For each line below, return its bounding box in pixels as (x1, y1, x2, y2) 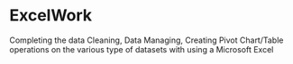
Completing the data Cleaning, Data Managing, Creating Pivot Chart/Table (9, 35, 284, 45)
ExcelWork (9, 5, 93, 26)
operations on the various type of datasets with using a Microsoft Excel (9, 44, 274, 54)
